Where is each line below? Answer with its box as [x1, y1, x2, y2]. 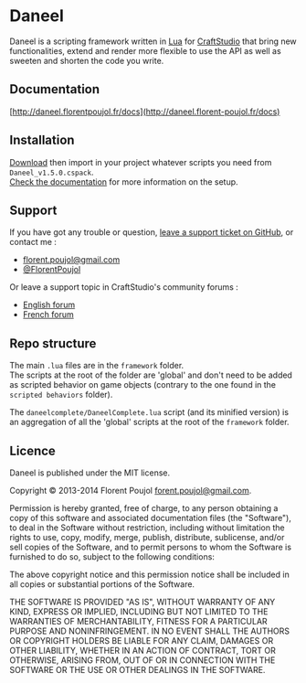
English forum [22, 299, 76, 311]
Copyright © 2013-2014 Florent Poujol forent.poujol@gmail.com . [9, 486, 252, 496]
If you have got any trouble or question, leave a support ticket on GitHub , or [9, 227, 294, 238]
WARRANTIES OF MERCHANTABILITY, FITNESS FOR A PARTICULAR [9, 616, 268, 626]
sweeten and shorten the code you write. [9, 55, 164, 66]
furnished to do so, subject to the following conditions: [9, 551, 215, 562]
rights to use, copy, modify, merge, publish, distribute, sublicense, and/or [9, 532, 285, 542]
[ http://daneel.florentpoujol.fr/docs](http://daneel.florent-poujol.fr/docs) [9, 106, 280, 117]
